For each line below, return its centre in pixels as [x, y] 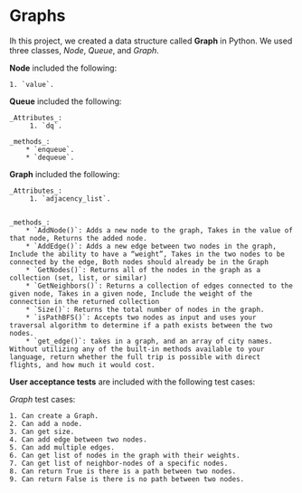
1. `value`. [32, 84]
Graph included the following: [65, 174]
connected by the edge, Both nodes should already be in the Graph [139, 262]
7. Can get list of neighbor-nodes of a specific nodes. [119, 463]
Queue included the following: [66, 101]
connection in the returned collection [85, 301]
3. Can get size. [42, 431]
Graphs [38, 16]
